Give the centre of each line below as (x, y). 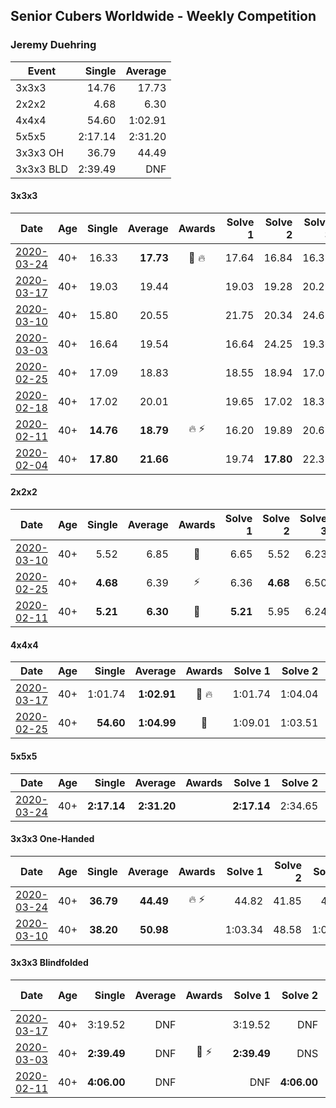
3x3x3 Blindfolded (49, 963)
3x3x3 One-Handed (52, 839)
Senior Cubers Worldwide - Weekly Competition (163, 16)
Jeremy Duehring (53, 45)
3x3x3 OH (40, 152)
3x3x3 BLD (41, 169)
